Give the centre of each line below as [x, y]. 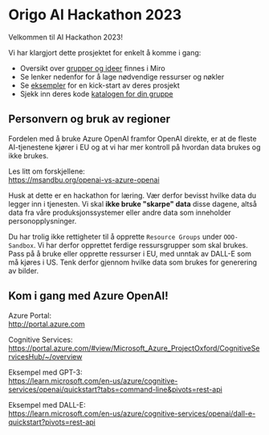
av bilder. [23, 270]
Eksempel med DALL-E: [47, 404]
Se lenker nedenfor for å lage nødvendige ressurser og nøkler [122, 76]
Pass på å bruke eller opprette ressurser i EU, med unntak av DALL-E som [130, 253]
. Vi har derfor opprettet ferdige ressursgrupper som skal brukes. [141, 245]
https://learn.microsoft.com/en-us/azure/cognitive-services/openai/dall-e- [132, 413]
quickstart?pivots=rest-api [52, 422]
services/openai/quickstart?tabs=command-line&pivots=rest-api [115, 389]
